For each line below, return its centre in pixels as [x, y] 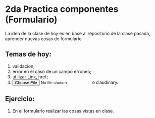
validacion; [23, 66]
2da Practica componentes [62, 9]
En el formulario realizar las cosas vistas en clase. [63, 111]
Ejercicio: [20, 99]
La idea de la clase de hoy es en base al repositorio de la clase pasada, [78, 33]
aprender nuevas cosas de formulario [43, 39]
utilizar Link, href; [30, 77]
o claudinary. [105, 82]
